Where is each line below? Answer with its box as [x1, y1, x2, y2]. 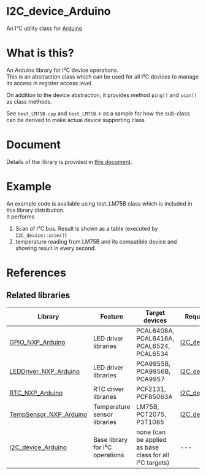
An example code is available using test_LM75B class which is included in [6, 199, 193, 207]
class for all [135, 450, 170, 459]
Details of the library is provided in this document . [6, 158, 132, 165]
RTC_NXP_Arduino [9, 388, 63, 397]
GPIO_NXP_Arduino [9, 338, 66, 346]
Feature [100, 312, 124, 320]
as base [135, 443, 159, 452]
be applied [135, 435, 167, 444]
